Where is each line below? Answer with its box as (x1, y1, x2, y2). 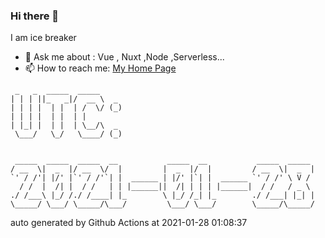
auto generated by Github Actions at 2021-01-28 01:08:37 (10, 217, 248, 229)
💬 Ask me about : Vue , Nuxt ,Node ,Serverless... (24, 51, 225, 63)
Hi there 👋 (10, 9, 60, 23)
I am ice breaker (10, 32, 77, 44)
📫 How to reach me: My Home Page (24, 62, 177, 74)
